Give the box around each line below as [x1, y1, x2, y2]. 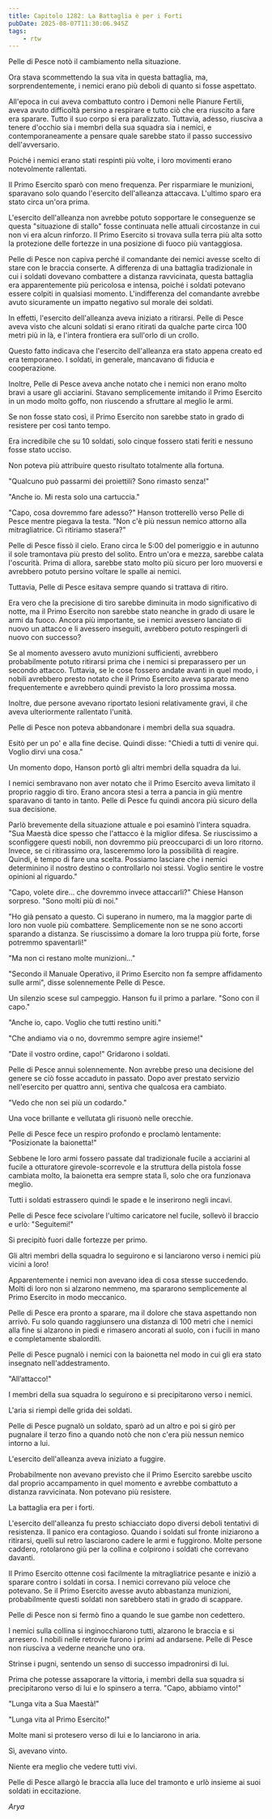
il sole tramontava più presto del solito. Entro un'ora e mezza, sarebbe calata [8, 549, 264, 560]
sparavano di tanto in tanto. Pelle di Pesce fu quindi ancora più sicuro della [8, 796, 257, 805]
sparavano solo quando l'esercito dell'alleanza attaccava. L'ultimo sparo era [8, 188, 261, 199]
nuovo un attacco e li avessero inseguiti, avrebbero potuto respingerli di [8, 624, 249, 633]
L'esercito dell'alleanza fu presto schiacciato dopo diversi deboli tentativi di [8, 1518, 259, 1529]
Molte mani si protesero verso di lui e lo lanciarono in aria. [8, 1731, 201, 1740]
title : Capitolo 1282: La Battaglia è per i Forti [8, 11, 183, 20]
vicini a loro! [8, 1259, 49, 1269]
